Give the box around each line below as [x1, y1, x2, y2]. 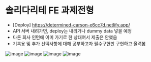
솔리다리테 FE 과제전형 [5, 5, 94, 16]
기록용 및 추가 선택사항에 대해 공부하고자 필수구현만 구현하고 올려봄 [12, 40, 146, 46]
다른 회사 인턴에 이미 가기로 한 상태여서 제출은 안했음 [12, 34, 117, 40]
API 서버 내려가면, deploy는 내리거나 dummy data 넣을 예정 [12, 27, 132, 34]
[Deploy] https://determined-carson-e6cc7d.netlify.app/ [12, 21, 131, 28]
